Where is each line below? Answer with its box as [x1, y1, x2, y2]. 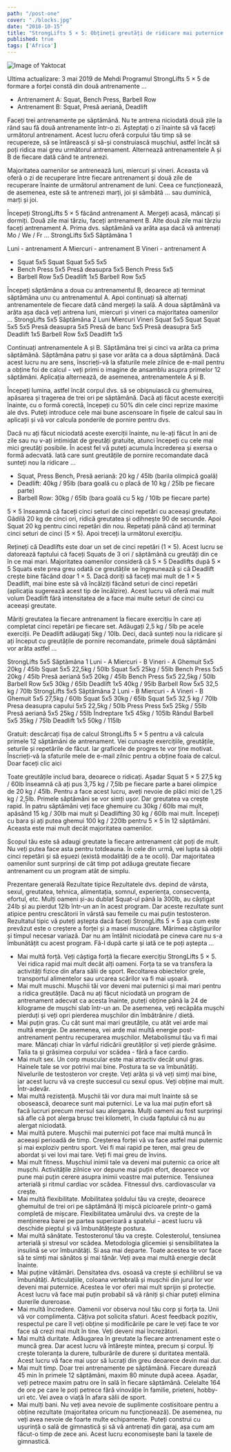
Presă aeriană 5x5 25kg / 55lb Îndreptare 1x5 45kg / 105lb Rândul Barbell [7, 709, 214, 717]
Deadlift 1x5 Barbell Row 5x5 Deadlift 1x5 [7, 330, 123, 338]
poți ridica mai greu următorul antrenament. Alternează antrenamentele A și [7, 146, 222, 153]
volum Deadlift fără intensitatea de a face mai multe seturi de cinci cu [7, 594, 204, 602]
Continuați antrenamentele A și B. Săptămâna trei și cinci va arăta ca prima [7, 344, 219, 351]
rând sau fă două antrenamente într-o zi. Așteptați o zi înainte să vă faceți [7, 124, 216, 131]
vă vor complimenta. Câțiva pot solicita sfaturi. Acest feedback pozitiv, [17, 1312, 218, 1321]
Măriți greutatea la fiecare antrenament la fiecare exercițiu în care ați [7, 615, 202, 623]
